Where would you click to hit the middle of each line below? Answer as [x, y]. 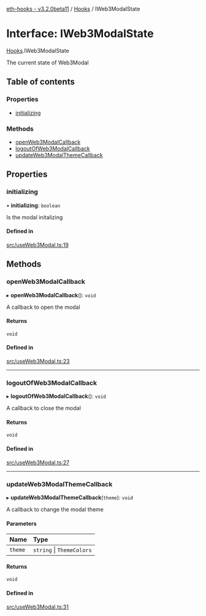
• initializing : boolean [33, 205]
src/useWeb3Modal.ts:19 [38, 244]
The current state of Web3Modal [48, 62]
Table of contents [40, 82]
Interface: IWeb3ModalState [80, 34]
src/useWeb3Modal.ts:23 [38, 361]
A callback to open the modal [44, 307]
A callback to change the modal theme [55, 509]
